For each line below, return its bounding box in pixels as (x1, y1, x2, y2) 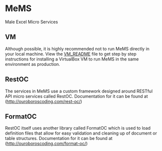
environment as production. (5, 61, 61, 67)
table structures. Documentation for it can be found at (5, 136, 113, 141)
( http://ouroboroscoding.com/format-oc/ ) (5, 141, 88, 147)
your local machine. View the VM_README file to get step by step (5, 51, 137, 57)
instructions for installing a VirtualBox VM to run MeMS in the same (5, 56, 139, 62)
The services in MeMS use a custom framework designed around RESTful (5, 88, 153, 94)
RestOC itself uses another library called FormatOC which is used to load (5, 125, 151, 131)
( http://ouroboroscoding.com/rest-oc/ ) (5, 98, 82, 104)
